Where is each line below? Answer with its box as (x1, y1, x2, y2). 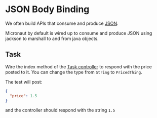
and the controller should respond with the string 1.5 (5, 107, 115, 113)
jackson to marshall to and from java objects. (5, 35, 99, 42)
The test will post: (5, 78, 43, 85)
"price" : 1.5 (10, 93, 37, 98)
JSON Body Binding (5, 4, 90, 15)
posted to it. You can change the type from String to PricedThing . (5, 69, 143, 75)
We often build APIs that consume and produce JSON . (5, 20, 119, 26)
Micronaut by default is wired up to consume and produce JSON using (5, 30, 152, 36)
